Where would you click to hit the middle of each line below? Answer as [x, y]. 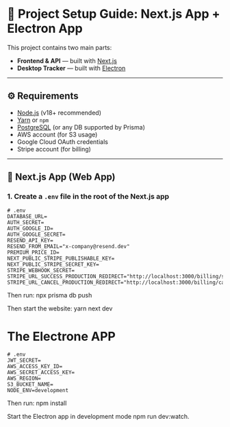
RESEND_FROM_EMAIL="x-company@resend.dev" [68, 247]
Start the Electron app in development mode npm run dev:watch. [98, 417]
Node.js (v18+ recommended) [59, 112]
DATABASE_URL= [27, 217]
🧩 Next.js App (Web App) [61, 177]
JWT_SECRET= [24, 361]
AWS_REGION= [24, 379]
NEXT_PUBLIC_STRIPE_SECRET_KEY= [53, 265]
